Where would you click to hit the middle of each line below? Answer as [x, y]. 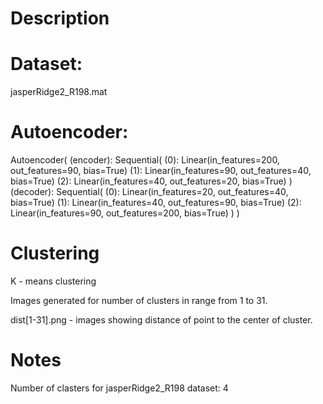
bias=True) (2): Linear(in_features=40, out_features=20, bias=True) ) [151, 181]
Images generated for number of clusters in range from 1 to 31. [139, 300]
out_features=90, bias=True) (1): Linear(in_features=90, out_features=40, [161, 171]
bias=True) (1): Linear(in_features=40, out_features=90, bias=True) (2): [156, 203]
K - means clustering [53, 281]
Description [60, 18]
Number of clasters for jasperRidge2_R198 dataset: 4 [119, 388]
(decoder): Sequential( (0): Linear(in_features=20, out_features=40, [149, 192]
